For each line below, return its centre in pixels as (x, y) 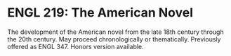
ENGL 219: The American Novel (100, 13)
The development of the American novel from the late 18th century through (115, 32)
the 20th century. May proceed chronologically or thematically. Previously (114, 39)
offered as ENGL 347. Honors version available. (75, 46)
